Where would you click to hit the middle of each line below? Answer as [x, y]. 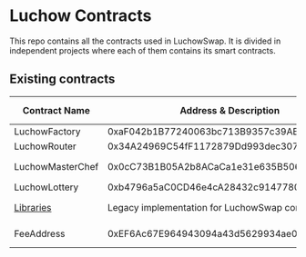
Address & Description [230, 110]
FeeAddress [40, 233]
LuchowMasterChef [56, 166]
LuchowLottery [46, 187]
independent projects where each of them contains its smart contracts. [143, 50]
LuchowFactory [47, 131]
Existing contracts [62, 79]
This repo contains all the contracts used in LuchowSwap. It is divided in [145, 41]
